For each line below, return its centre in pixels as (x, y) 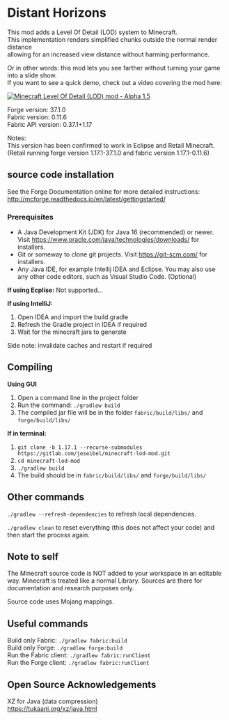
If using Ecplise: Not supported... (55, 290)
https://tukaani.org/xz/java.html (52, 709)
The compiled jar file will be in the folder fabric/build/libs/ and (110, 412)
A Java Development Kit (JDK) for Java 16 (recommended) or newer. (116, 232)
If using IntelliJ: (30, 304)
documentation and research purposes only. (71, 588)
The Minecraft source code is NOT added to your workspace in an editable (114, 574)
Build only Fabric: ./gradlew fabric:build (67, 641)
